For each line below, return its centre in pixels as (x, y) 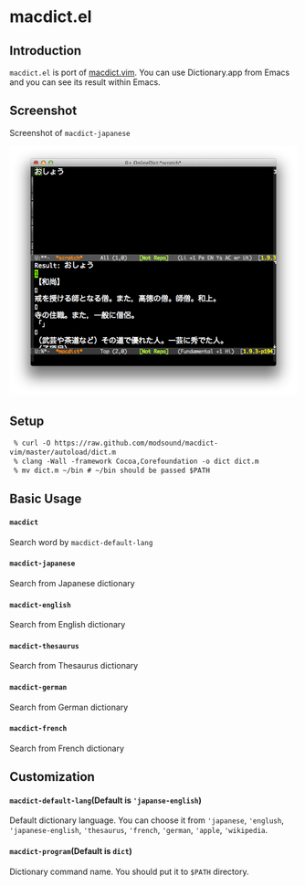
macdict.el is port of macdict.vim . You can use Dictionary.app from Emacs (150, 72)
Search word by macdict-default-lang (81, 542)
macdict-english (40, 605)
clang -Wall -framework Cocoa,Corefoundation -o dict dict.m (140, 462)
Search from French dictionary (67, 748)
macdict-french (38, 729)
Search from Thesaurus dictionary (74, 666)
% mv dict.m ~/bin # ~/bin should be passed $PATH (111, 471)
